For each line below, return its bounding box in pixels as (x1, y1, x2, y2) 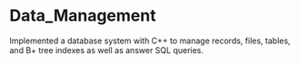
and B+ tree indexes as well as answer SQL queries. (9, 44, 204, 55)
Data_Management (9, 5, 156, 26)
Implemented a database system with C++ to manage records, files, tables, (9, 35, 291, 46)
